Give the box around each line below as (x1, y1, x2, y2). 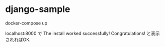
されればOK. (5, 36, 31, 42)
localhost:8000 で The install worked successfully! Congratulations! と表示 (5, 30, 160, 36)
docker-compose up (5, 20, 48, 26)
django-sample (5, 3, 70, 15)
